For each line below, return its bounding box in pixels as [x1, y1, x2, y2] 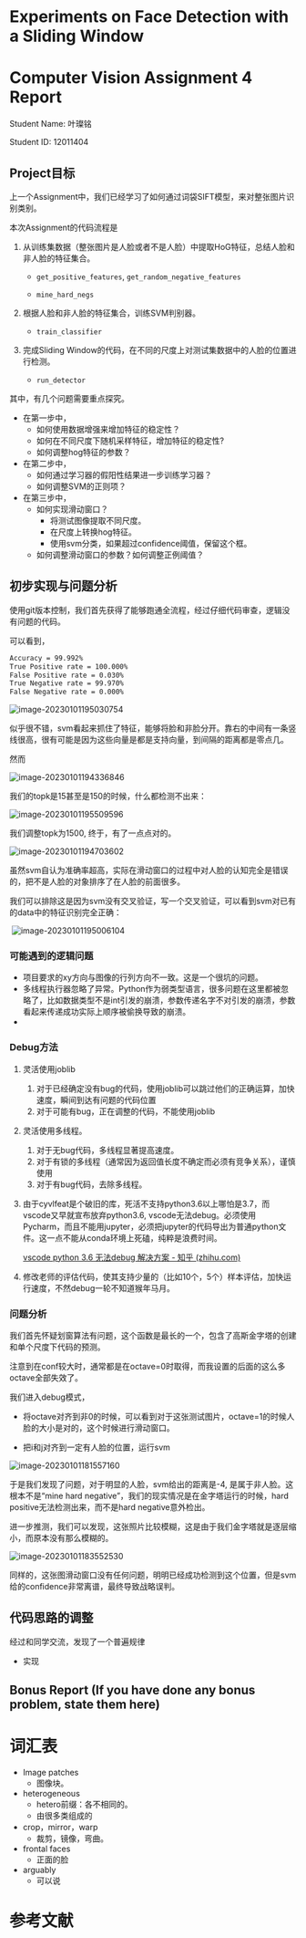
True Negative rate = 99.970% [9, 679, 125, 688]
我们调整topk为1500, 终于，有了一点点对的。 [9, 828, 177, 839]
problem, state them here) [9, 1697, 161, 1713]
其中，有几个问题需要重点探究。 [9, 392, 129, 403]
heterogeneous [22, 1788, 80, 1799]
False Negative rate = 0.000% [9, 687, 125, 697]
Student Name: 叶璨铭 [9, 119, 93, 130]
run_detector [36, 376, 87, 385]
